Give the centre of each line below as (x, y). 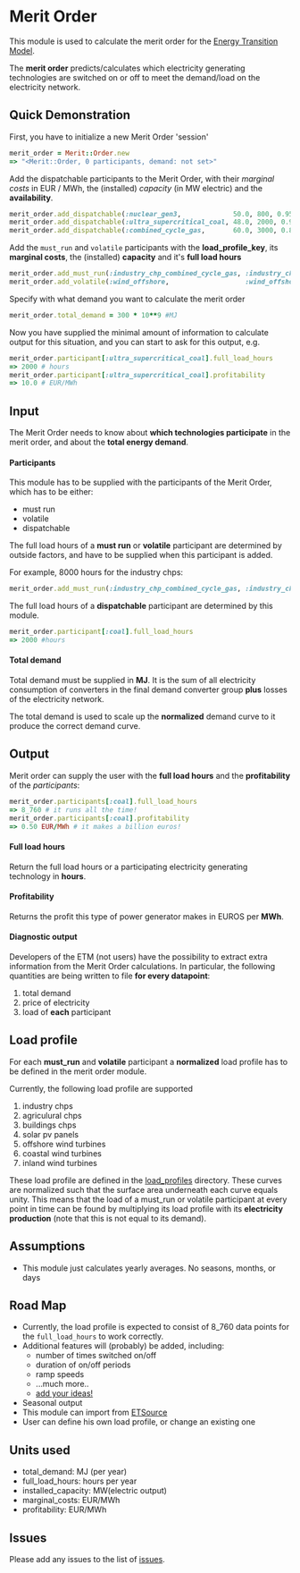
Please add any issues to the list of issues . (87, 1560)
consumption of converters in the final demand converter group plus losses (148, 689)
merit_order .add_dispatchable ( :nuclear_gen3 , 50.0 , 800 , (142, 214)
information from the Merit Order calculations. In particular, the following (142, 967)
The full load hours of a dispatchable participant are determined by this (142, 606)
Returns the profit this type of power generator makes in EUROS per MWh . (146, 916)
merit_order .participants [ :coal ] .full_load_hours (104, 801)
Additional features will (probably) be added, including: (123, 1346)
